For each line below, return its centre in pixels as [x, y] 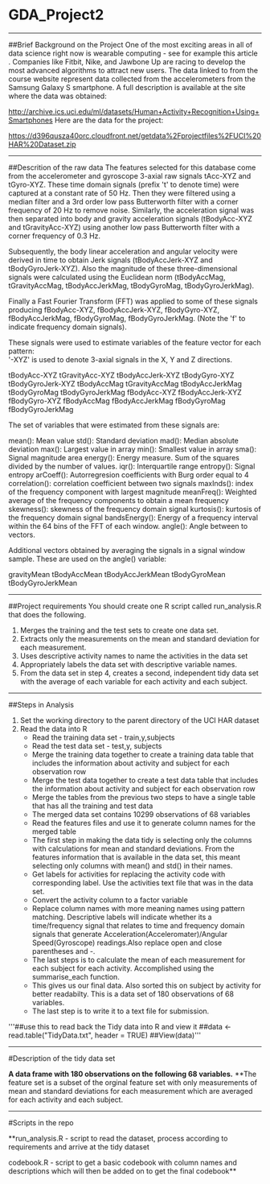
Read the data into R [53, 728]
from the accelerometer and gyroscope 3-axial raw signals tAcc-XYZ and [130, 175]
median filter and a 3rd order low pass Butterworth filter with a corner [123, 201]
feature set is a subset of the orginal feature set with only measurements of [133, 1082]
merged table [54, 831]
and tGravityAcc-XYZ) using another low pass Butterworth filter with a [124, 227]
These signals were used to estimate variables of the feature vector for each [135, 342]
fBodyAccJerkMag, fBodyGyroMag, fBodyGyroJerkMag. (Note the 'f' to [127, 318]
